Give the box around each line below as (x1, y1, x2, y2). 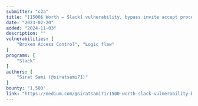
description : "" (6, 31, 46, 37)
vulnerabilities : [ (6, 36, 54, 42)
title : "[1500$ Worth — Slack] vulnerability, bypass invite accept (6, 14, 178, 20)
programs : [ (6, 52, 35, 58)
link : (6, 91, 19, 97)
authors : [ (6, 69, 33, 75)
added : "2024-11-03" (6, 25, 57, 31)
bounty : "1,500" (6, 85, 46, 91)
